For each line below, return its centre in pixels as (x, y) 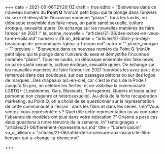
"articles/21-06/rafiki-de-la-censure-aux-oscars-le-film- (94, 133)
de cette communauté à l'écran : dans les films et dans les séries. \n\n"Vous (82, 106)
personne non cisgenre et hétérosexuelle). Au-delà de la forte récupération (81, 96)
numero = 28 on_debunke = (66, 38)
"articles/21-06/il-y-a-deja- (123, 38)
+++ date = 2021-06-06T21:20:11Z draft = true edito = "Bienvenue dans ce (81, 7)
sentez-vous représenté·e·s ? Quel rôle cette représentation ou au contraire (82, 112)
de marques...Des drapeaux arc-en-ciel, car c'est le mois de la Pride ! (76, 80)
